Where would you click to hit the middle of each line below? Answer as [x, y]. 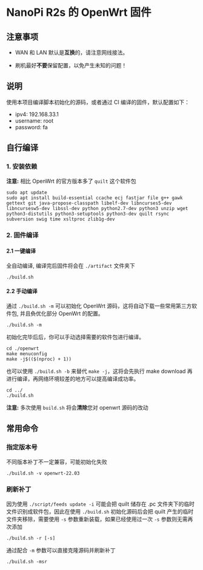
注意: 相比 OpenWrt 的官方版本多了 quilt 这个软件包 [71, 181]
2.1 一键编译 [21, 251]
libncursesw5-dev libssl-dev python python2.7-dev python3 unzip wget [97, 208]
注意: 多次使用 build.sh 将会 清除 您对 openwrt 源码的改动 [77, 407]
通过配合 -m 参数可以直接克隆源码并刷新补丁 [61, 550]
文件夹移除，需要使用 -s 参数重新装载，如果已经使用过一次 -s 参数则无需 [97, 519]
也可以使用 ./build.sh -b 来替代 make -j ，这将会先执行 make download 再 [99, 371]
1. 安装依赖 [22, 166]
